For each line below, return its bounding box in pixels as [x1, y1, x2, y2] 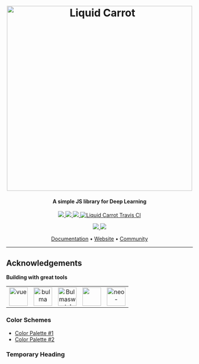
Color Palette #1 [14, 329, 54, 336]
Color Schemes [6, 316, 52, 324]
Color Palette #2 [14, 336, 55, 343]
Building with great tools [6, 274, 68, 281]
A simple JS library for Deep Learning [52, 198, 147, 205]
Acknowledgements [6, 258, 82, 268]
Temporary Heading [6, 350, 65, 359]
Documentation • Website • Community [51, 236, 148, 243]
